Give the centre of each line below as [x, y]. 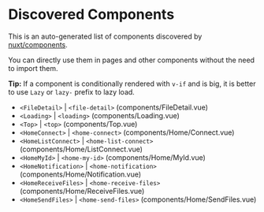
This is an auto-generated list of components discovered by [105, 36]
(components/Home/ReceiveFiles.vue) [82, 191]
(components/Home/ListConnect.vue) [81, 149]
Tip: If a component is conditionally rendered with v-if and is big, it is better [132, 84]
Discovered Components [91, 15]
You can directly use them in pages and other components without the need [131, 60]
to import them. [33, 68]
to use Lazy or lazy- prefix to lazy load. [72, 91]
